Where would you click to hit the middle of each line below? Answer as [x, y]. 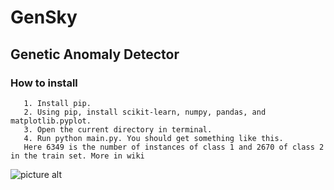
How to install [44, 83]
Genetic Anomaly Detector [95, 54]
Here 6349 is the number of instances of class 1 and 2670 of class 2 [174, 147]
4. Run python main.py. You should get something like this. [153, 138]
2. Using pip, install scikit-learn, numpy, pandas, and [145, 112]
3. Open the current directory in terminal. [118, 129]
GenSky [44, 17]
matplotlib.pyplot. [51, 121]
